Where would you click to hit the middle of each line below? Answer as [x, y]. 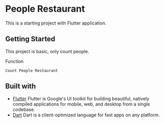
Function [15, 61]
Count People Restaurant [32, 70]
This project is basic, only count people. [47, 51]
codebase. [24, 109]
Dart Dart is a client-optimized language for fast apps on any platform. [86, 115]
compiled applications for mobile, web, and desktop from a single [81, 104]
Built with [21, 87]
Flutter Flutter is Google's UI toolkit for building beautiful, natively [81, 99]
